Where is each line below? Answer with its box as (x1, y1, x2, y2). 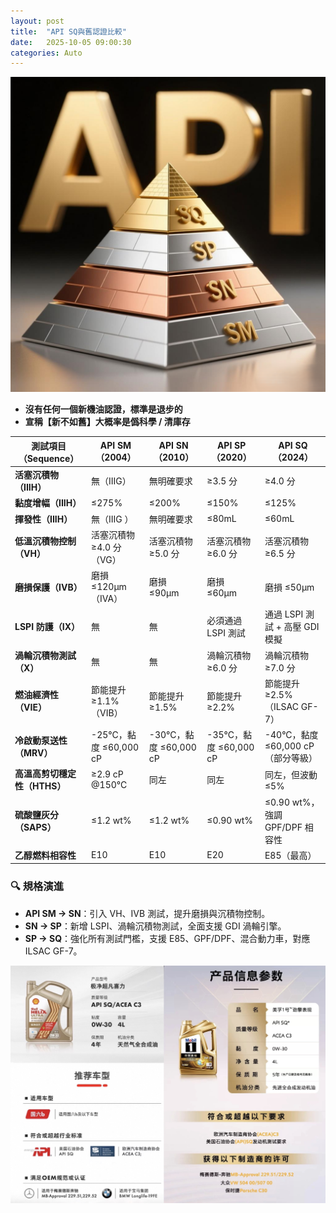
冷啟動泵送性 (14, 734, 68, 746)
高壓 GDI (283, 621, 320, 633)
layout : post (10, 16, 65, 26)
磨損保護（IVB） (14, 581, 83, 593)
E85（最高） (264, 849, 317, 861)
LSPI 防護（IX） (14, 621, 81, 633)
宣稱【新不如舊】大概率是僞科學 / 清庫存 (24, 416, 191, 428)
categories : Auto (10, 48, 83, 58)
